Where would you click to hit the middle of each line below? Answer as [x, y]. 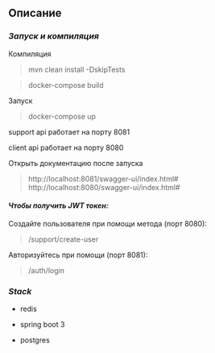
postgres [35, 340]
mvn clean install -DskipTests [76, 69]
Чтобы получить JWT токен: [58, 206]
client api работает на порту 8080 [66, 147]
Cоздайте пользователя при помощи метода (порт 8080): [108, 223]
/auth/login [46, 270]
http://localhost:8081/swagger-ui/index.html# [103, 179]
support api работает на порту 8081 [69, 131]
